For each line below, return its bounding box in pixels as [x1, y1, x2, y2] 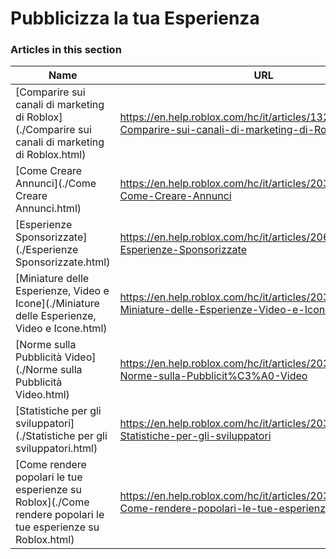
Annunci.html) [15, 202, 82, 216]
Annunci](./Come [15, 177, 97, 191]
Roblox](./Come [15, 495, 90, 509]
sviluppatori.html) [15, 442, 98, 456]
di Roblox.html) [15, 148, 87, 162]
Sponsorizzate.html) [15, 255, 111, 269]
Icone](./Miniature [15, 297, 100, 311]
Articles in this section [10, 43, 122, 57]
